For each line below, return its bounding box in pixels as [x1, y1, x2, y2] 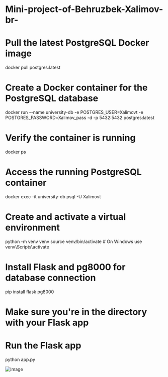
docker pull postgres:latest [5, 64, 61, 71]
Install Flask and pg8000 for [5, 262, 126, 273]
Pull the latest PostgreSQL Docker [5, 37, 149, 49]
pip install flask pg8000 [5, 289, 54, 295]
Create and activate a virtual [5, 211, 126, 223]
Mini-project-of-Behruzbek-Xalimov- [5, 4, 163, 15]
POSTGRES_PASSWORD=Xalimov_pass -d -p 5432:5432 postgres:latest [5, 114, 155, 121]
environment [5, 222, 60, 233]
